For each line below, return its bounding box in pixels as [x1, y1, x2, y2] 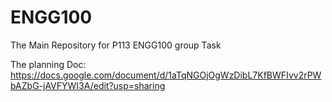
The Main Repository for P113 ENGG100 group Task [10, 39, 222, 51]
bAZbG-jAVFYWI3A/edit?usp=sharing [10, 79, 166, 91]
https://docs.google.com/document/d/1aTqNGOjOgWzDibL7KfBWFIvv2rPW [10, 69, 322, 81]
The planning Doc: [10, 58, 87, 70]
